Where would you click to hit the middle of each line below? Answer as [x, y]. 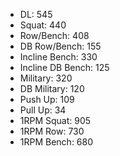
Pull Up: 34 [43, 110]
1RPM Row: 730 [52, 131]
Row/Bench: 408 [54, 35]
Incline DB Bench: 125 [64, 67]
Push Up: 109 [47, 99]
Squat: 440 [43, 25]
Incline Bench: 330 [58, 57]
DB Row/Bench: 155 [60, 46]
